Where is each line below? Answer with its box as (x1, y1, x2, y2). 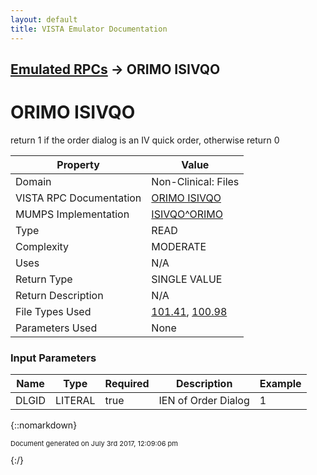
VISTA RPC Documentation (15, 191, 142, 205)
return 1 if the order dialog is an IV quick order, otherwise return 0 (10, 134, 280, 146)
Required (104, 377, 150, 391)
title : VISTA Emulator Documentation (10, 24, 168, 34)
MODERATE (151, 239, 207, 253)
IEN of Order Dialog (158, 394, 250, 408)
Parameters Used (15, 321, 98, 335)
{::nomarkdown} (10, 419, 78, 431)
